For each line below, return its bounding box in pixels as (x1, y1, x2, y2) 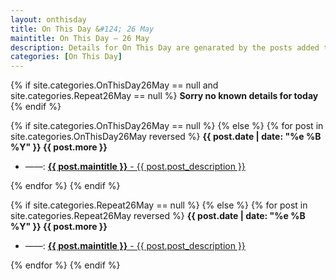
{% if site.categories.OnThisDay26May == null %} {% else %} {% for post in (10, 120, 324, 132)
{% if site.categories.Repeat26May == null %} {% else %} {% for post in (10, 199, 308, 211)
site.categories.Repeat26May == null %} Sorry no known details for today (10, 90, 319, 102)
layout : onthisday (10, 14, 87, 25)
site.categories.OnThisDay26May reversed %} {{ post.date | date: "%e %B (10, 131, 322, 143)
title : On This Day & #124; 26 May (10, 24, 155, 34)
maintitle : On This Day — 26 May (10, 33, 150, 43)
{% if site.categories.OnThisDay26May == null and (10, 79, 219, 91)
